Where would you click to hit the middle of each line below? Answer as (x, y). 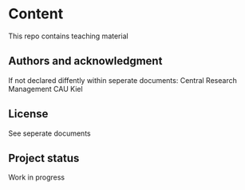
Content (36, 14)
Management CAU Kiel (45, 89)
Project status (44, 158)
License (28, 114)
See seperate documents (49, 133)
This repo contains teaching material (69, 36)
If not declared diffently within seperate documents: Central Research (122, 80)
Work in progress (37, 177)
